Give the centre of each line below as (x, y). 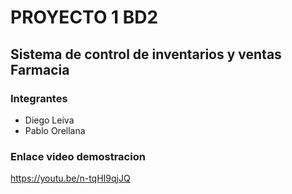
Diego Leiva (49, 120)
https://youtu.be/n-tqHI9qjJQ (70, 178)
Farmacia (40, 69)
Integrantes (39, 98)
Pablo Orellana (55, 130)
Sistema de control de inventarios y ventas (146, 54)
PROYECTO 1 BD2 (84, 17)
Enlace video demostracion (78, 156)
